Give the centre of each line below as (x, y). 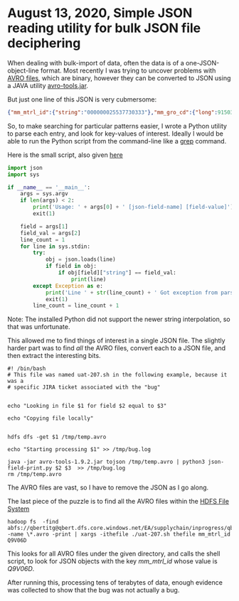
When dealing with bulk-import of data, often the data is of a (96, 63)
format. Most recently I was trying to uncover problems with (128, 70)
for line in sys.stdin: (55, 247)
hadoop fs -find (33, 522)
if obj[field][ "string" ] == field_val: (117, 273)
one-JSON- (202, 63)
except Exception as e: (68, 286)
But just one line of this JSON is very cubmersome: (82, 99)
